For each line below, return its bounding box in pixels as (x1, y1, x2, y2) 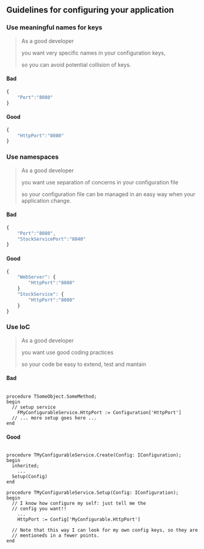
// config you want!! (12, 505, 67, 512)
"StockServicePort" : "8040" (17, 236, 86, 242)
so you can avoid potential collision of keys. (21, 61, 131, 68)
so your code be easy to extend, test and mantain (21, 360, 147, 368)
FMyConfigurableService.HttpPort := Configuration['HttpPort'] (17, 410, 182, 416)
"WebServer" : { (17, 274, 56, 281)
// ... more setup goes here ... (12, 415, 97, 422)
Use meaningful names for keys (6, 23, 103, 32)
